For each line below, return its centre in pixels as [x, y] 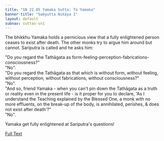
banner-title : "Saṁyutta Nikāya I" [41, 14]
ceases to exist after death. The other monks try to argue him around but [79, 43]
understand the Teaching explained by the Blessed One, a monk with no [78, 99]
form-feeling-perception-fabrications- [110, 57]
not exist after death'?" [28, 110]
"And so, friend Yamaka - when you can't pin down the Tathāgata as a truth [81, 88]
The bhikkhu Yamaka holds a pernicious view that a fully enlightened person [82, 37]
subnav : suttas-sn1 [25, 23]
